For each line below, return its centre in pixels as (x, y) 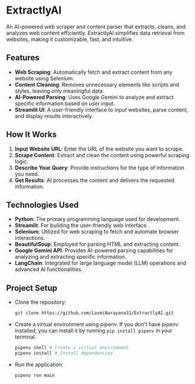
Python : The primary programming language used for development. (97, 219)
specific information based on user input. (65, 103)
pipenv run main (35, 375)
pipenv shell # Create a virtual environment (71, 348)
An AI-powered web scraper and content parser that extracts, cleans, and (96, 27)
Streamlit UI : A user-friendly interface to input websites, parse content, (101, 109)
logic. (21, 161)
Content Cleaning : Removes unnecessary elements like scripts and (97, 84)
